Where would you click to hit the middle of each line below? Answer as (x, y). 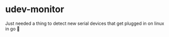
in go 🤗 (13, 28)
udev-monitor (35, 9)
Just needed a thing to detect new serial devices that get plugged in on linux (85, 23)
